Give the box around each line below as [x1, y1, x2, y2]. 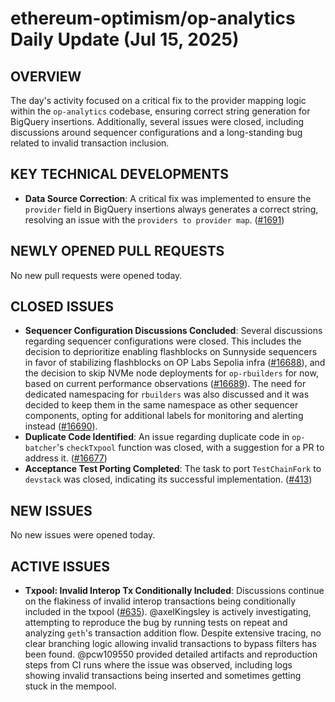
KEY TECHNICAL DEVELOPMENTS [10, 166, 229, 183]
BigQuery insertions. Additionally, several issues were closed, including [10, 116, 305, 127]
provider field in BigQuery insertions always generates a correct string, [24, 203, 319, 215]
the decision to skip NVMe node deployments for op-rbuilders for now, [24, 367, 319, 379]
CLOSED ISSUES [10, 298, 114, 316]
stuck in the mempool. [24, 680, 117, 692]
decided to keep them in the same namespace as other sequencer [24, 399, 299, 411]
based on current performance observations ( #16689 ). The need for [24, 378, 307, 390]
